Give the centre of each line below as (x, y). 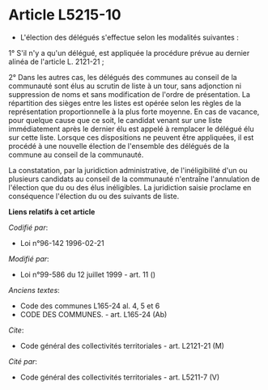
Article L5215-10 (65, 15)
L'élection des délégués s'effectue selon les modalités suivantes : (129, 37)
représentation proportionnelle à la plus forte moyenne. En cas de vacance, (134, 112)
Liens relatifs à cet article (52, 211)
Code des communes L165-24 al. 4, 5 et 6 (90, 306)
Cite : (16, 330)
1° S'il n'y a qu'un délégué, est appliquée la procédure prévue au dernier (129, 53)
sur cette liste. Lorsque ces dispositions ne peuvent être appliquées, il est (131, 137)
